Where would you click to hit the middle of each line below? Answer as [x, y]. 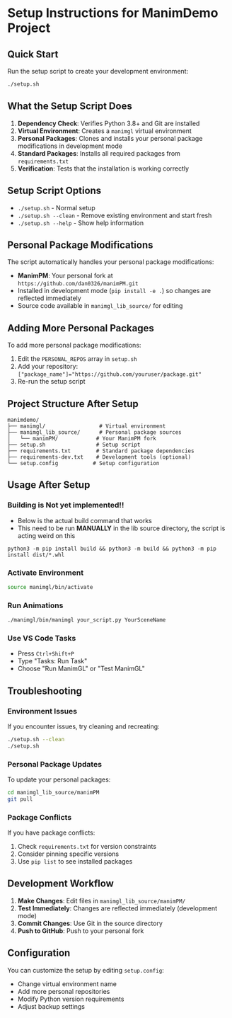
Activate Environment [45, 573]
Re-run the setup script [52, 382]
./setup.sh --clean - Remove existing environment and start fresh [115, 215]
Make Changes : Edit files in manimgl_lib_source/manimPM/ [101, 900]
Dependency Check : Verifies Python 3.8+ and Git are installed [109, 123]
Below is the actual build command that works [85, 520]
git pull [20, 799]
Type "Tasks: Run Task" [52, 661]
